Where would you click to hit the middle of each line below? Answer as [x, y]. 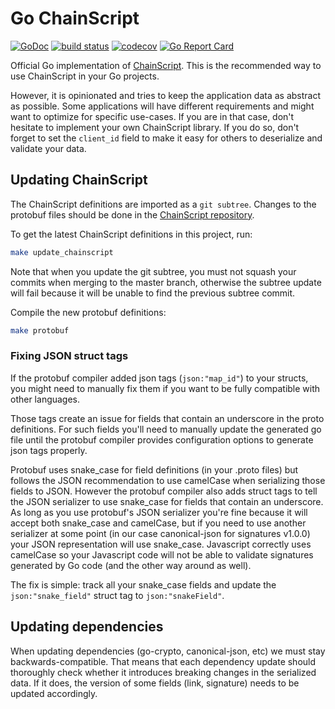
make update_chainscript [62, 252]
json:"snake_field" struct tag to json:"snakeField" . [117, 595]
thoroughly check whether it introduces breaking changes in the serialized [163, 672]
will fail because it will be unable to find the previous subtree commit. [153, 293]
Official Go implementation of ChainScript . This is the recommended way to [166, 65]
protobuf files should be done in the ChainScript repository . [132, 214]
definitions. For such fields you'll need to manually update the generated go [166, 429]
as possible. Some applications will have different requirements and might [162, 106]
